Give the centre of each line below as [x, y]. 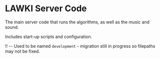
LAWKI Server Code [46, 9]
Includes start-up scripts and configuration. [49, 37]
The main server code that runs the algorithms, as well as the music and [77, 22]
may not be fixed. [23, 51]
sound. [12, 27]
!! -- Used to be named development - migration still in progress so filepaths [80, 46]
